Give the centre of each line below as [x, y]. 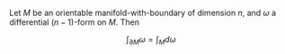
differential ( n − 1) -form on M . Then [74, 22]
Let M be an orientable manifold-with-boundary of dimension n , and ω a [143, 13]
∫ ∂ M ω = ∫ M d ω [151, 41]
